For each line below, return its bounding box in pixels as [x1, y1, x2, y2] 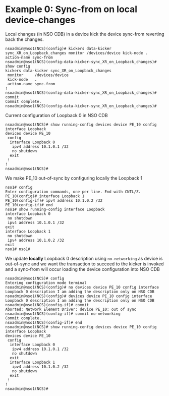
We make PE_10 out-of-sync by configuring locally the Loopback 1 [5, 175, 143, 181]
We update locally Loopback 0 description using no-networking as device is [5, 255, 163, 261]
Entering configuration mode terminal [5, 280, 87, 286]
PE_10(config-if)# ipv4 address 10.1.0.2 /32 [5, 198, 102, 203]
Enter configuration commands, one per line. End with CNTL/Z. [5, 189, 141, 194]
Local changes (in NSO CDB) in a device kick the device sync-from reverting [5, 31, 164, 37]
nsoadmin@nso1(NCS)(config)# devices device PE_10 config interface [5, 294, 152, 299]
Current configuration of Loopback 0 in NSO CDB [5, 112, 108, 118]
